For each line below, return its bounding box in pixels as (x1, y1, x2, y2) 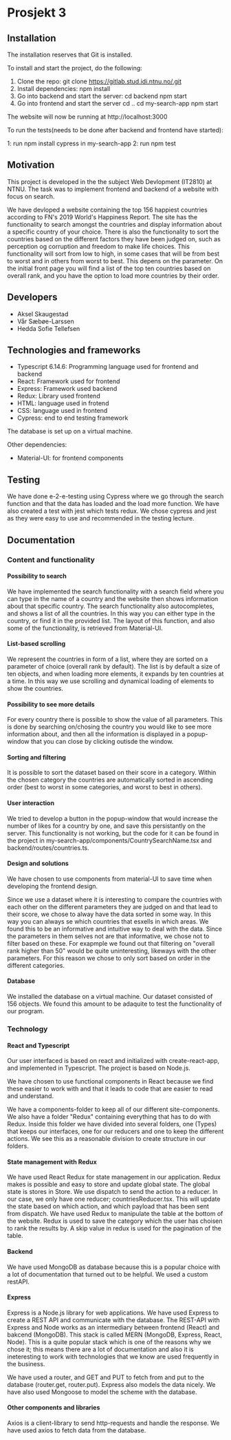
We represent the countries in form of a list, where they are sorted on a (7, 655, 208, 663)
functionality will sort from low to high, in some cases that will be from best (7, 250, 220, 258)
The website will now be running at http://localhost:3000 (7, 112, 168, 121)
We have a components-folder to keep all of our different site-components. (7, 1105, 220, 1114)
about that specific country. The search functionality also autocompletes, (7, 602, 214, 610)
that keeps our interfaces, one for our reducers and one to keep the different (7, 1127, 224, 1135)
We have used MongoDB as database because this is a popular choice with (7, 1263, 221, 1271)
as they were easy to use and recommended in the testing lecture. (7, 514, 195, 523)
